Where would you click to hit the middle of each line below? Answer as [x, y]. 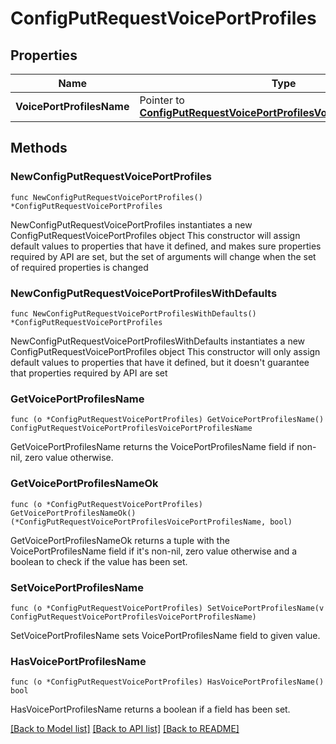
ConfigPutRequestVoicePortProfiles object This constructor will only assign [165, 351]
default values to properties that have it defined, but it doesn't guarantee [160, 362]
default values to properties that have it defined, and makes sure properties [166, 246]
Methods [39, 148]
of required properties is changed [79, 267]
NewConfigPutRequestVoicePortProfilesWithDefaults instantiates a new [158, 341]
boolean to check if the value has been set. [99, 561]
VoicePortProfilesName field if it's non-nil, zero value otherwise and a [154, 551]
